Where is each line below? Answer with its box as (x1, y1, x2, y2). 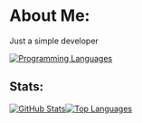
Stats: (9, 79, 44, 95)
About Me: (9, 5, 90, 26)
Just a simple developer (9, 35, 99, 46)
